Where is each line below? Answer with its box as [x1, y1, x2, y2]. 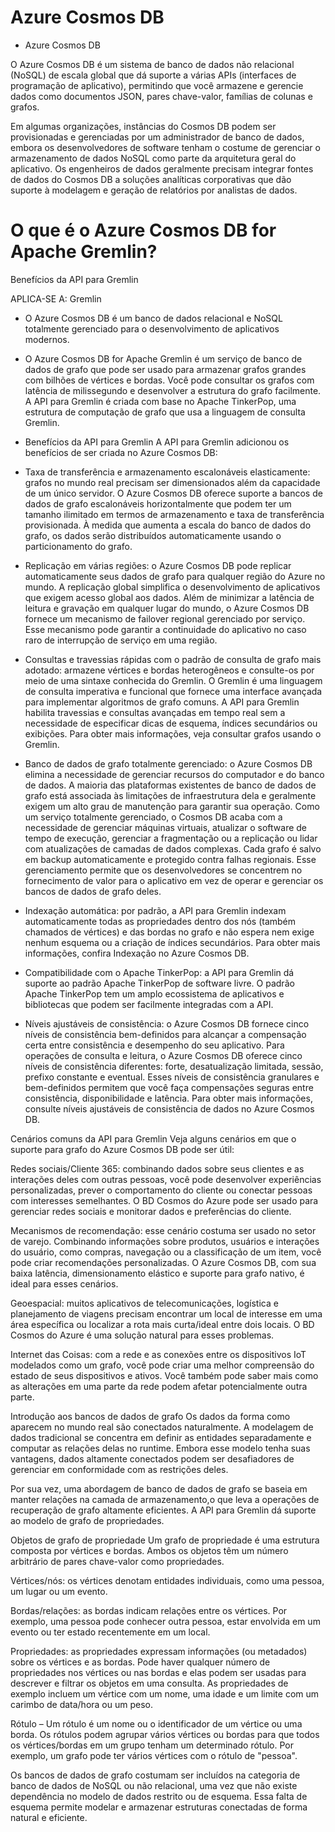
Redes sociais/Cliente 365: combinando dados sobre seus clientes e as [10, 1162, 305, 1175]
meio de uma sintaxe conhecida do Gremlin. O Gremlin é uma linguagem [24, 674, 323, 686]
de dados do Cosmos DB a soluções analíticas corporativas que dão [10, 173, 292, 185]
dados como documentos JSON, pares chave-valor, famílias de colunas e [10, 90, 313, 102]
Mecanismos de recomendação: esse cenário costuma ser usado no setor [10, 1224, 317, 1236]
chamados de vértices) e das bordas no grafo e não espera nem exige [24, 926, 315, 938]
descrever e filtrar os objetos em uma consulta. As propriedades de [10, 1677, 289, 1689]
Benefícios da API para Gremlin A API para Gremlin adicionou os [24, 436, 290, 448]
